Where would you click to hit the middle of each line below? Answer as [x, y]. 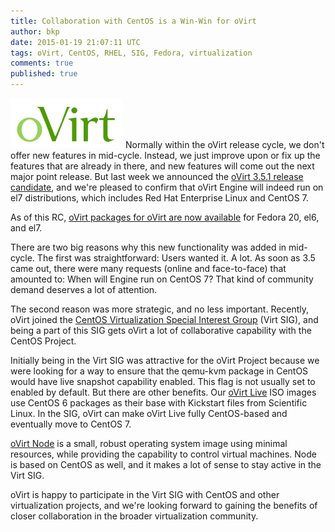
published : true [44, 74]
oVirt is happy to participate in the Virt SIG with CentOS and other [145, 494]
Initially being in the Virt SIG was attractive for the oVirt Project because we [165, 360]
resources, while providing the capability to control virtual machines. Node [163, 454]
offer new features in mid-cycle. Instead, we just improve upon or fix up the [165, 155]
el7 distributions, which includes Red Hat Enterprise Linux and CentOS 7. [159, 198]
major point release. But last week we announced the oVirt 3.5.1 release [157, 176]
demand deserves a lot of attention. [84, 289]
